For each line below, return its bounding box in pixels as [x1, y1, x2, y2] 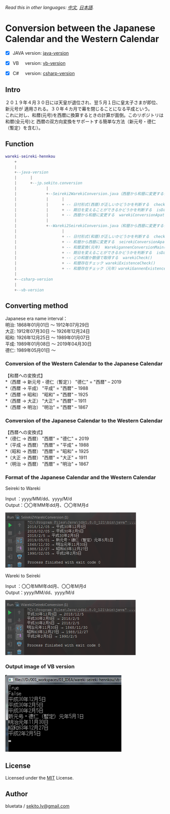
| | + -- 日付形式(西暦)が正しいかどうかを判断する [14, 202, 150, 207]
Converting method [5, 301, 68, 310]
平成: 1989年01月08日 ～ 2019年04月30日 [5, 341, 92, 347]
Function [5, 140, 34, 149]
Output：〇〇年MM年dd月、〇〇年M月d [5, 502, 89, 508]
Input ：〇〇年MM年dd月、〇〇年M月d [5, 583, 87, 589]
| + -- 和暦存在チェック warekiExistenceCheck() [14, 261, 156, 266]
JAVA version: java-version [12, 50, 69, 56]
